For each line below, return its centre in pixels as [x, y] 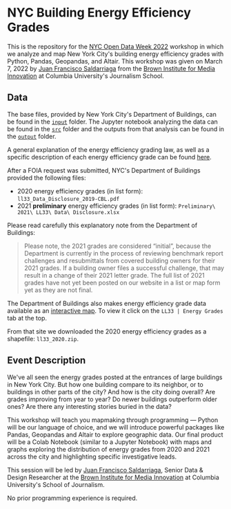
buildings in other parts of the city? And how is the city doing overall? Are [111, 392]
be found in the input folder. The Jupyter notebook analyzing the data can [113, 122]
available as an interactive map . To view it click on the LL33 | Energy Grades [115, 310]
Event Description [47, 361]
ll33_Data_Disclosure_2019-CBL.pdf [68, 199]
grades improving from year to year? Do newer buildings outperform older [112, 399]
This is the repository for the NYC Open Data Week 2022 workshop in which [115, 46]
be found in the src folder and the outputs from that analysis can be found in [116, 128]
